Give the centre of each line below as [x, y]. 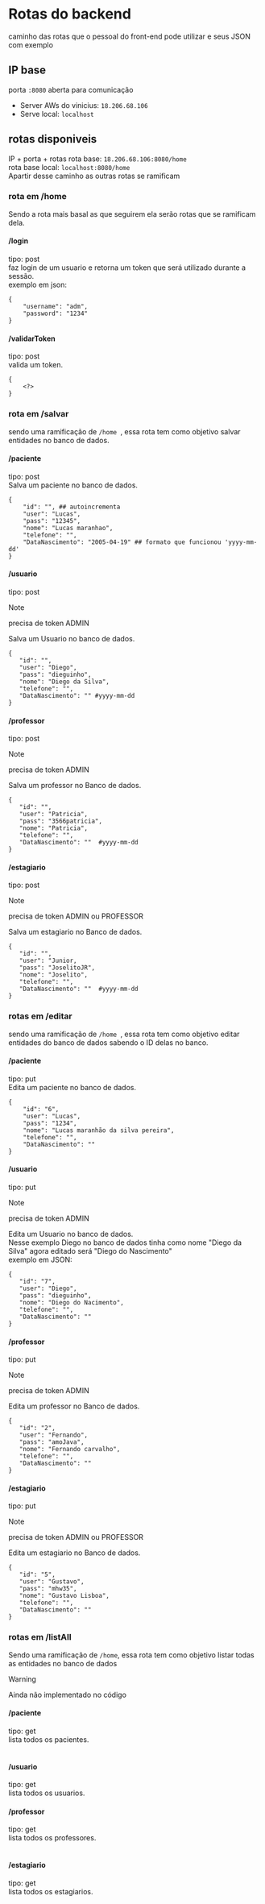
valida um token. [35, 365]
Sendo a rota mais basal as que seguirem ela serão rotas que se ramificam [132, 214]
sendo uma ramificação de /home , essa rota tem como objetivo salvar [124, 431]
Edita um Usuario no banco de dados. [71, 1234]
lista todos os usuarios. [47, 1793]
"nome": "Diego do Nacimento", [72, 1303]
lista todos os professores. [52, 1838]
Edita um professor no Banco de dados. [74, 1406]
